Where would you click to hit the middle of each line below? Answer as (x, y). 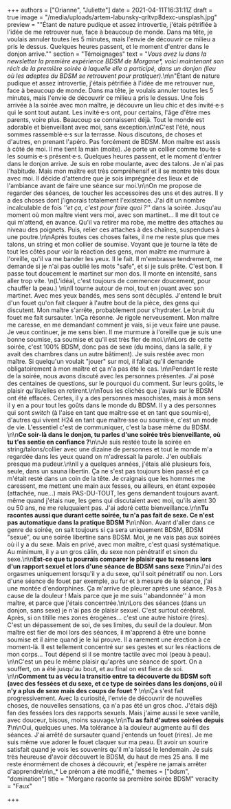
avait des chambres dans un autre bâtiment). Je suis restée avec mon (106, 354)
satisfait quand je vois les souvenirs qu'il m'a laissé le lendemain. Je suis (110, 749)
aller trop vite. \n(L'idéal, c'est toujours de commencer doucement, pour (109, 281)
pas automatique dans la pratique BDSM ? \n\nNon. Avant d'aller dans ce (111, 522)
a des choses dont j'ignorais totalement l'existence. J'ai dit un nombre (107, 200)
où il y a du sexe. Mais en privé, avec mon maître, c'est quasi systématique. (114, 544)
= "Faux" (20, 786)
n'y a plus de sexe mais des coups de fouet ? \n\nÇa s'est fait (96, 691)
